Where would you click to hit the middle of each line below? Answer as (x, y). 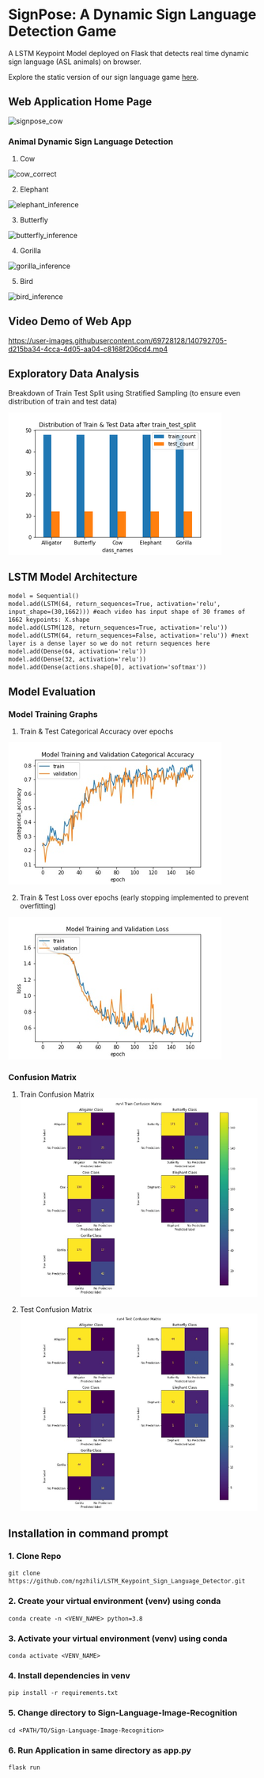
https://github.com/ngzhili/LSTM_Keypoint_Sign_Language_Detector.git (127, 1581)
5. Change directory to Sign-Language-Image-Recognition (123, 1713)
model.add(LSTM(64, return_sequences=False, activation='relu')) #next (128, 636)
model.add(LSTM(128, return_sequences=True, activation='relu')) (118, 628)
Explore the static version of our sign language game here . (104, 77)
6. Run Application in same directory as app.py (100, 1750)
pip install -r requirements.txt (63, 1693)
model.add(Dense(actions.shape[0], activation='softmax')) (107, 667)
